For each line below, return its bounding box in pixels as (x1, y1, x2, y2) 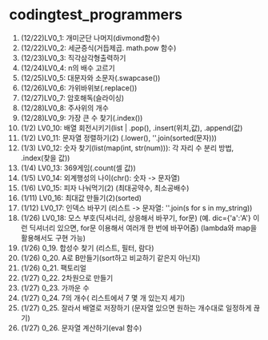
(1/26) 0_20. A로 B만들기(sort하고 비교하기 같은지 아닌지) (20, 253, 201, 262)
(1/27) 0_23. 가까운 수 (20, 282, 90, 293)
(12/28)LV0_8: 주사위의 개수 (20, 102, 109, 113)
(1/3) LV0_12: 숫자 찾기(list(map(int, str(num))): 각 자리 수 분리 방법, (20, 142, 234, 153)
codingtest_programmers (9, 6, 183, 24)
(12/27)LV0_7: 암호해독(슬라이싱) (20, 93, 125, 102)
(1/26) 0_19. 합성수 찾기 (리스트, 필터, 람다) (20, 242, 154, 253)
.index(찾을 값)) (20, 153, 70, 162)
